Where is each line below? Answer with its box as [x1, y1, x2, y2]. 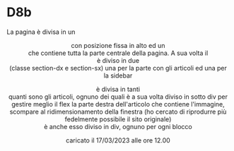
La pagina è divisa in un [6, 28, 76, 36]
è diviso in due [97, 56, 139, 64]
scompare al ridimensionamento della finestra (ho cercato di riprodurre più [9, 107, 227, 116]
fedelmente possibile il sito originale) [64, 114, 172, 123]
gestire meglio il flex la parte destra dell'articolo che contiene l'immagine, [11, 99, 226, 108]
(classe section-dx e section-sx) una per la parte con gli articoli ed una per [8, 64, 228, 72]
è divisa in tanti [95, 85, 141, 93]
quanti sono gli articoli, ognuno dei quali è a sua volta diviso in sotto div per [8, 92, 228, 101]
